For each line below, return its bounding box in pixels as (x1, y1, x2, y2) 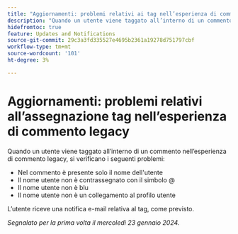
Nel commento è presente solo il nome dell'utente (17, 168, 163, 177)
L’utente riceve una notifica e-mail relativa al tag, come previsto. (7, 204, 195, 213)
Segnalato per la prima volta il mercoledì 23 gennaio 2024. (7, 218, 180, 227)
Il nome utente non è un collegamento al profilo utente (17, 191, 176, 199)
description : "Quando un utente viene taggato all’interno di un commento (7, 17, 233, 24)
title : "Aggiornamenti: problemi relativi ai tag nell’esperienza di (7, 10, 217, 18)
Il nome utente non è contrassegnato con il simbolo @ (17, 175, 175, 184)
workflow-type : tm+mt (7, 43, 72, 50)
